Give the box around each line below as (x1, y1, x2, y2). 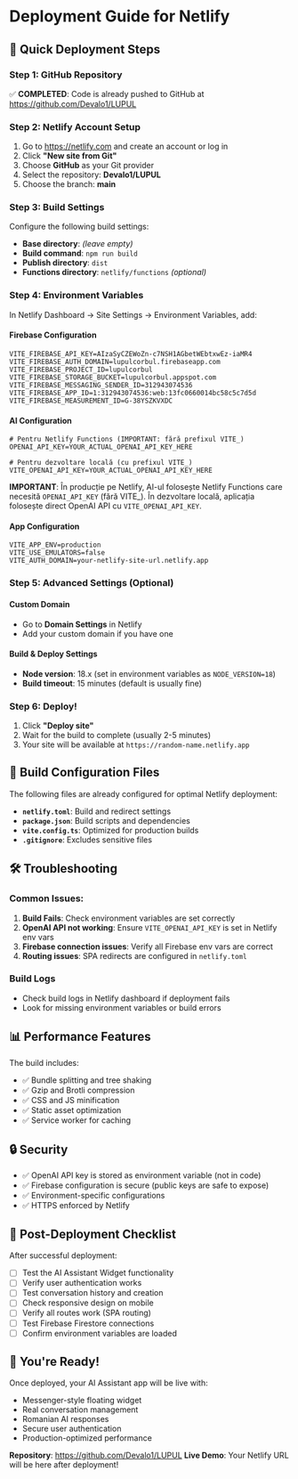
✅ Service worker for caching (21, 1115, 132, 1126)
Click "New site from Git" (21, 150, 117, 161)
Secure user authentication (21, 1423, 122, 1434)
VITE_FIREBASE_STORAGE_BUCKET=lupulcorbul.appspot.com (9, 372, 217, 382)
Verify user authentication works (21, 1278, 142, 1288)
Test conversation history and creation (21, 1288, 164, 1298)
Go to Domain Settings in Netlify (21, 619, 142, 630)
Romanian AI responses (21, 1414, 109, 1425)
